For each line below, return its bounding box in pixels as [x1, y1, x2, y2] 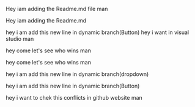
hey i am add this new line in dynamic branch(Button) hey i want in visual [6, 29, 189, 36]
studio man [6, 35, 34, 42]
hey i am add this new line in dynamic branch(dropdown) [6, 71, 149, 78]
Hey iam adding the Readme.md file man [6, 5, 108, 12]
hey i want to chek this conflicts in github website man [6, 94, 143, 101]
